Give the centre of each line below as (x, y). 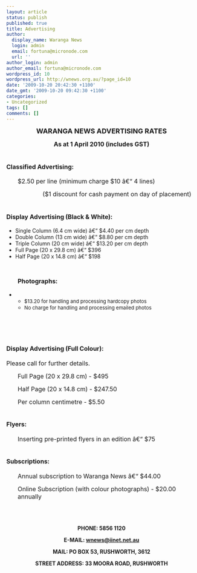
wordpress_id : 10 (28, 74)
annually (30, 496)
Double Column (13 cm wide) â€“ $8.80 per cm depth (82, 237)
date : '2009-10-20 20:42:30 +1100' (51, 85)
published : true (27, 23)
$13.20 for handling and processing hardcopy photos (85, 301)
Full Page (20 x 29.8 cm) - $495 (63, 376)
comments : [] (23, 113)
